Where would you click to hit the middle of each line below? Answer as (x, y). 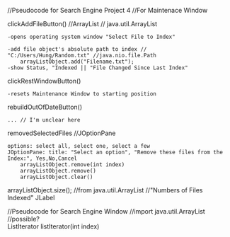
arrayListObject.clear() (57, 177)
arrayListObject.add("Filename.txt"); (77, 62)
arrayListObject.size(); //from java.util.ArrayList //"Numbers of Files (105, 190)
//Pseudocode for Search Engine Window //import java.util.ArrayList (106, 211)
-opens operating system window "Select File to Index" (91, 37)
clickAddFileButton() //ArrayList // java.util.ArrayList (82, 24)
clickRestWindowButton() (44, 81)
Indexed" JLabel (31, 198)
